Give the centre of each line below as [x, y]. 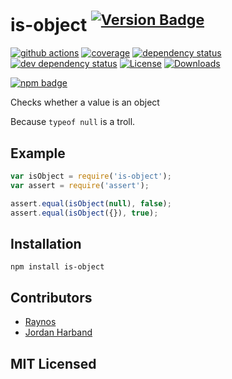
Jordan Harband [58, 332]
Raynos [40, 322]
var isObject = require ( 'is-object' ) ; [91, 176]
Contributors [51, 297]
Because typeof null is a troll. [73, 122]
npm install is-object [57, 267]
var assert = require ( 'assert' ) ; [80, 185]
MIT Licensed [53, 363]
